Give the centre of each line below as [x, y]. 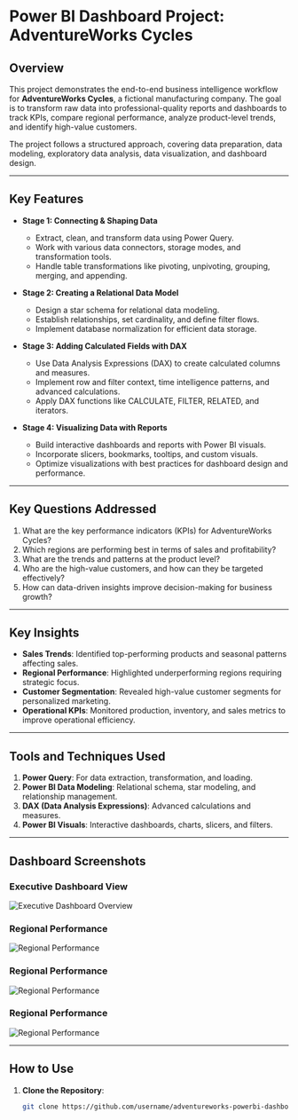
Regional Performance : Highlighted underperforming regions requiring [152, 673]
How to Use [42, 1069]
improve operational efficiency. [78, 720]
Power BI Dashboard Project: [117, 16]
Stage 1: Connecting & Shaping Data [90, 220]
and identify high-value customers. [73, 127]
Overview [37, 68]
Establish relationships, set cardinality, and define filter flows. [147, 319]
